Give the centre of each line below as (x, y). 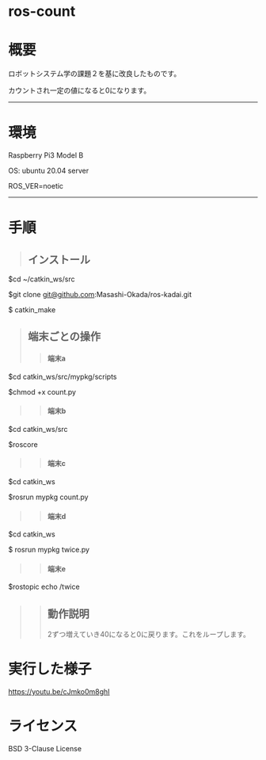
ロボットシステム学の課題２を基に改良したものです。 (95, 74)
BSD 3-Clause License (45, 749)
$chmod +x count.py (42, 391)
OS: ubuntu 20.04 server (49, 171)
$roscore (23, 444)
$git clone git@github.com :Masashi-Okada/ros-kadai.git (100, 295)
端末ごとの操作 (64, 336)
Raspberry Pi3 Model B (46, 155)
